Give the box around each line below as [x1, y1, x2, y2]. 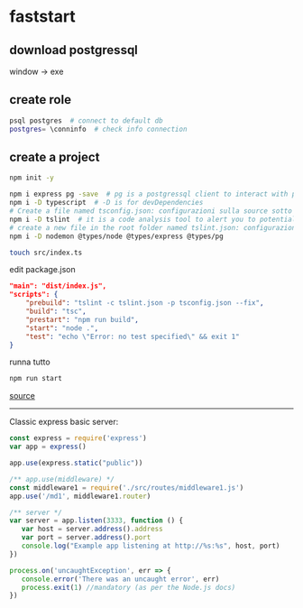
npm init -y [9, 173, 54, 182]
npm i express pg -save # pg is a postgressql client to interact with [9, 189, 289, 199]
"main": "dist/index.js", [9, 281, 106, 290]
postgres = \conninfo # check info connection [9, 124, 188, 134]
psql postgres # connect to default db [9, 115, 164, 125]
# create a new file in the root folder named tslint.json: [9, 223, 241, 232]
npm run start [9, 374, 63, 383]
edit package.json [9, 264, 76, 275]
